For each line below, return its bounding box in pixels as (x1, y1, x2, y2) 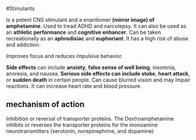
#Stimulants (6, 5, 35, 12)
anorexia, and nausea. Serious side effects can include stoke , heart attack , (6, 70, 190, 77)
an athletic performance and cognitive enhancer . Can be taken (6, 29, 161, 36)
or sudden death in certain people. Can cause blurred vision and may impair (6, 76, 191, 83)
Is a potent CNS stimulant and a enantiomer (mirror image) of (6, 16, 155, 23)
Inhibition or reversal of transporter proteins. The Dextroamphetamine (6, 115, 174, 122)
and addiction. (6, 41, 41, 48)
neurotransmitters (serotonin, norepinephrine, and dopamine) (6, 127, 154, 134)
